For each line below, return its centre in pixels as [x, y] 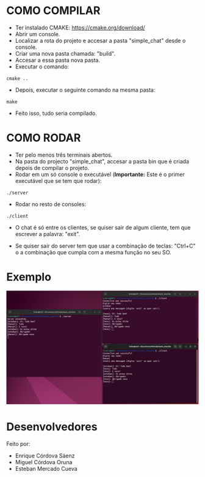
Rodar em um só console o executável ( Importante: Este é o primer [100, 174]
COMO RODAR [44, 138]
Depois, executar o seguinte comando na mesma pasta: [85, 90]
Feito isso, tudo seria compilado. [56, 113]
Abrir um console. [38, 34]
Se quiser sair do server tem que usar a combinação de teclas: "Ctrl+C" [106, 246]
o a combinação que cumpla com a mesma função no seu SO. [93, 252]
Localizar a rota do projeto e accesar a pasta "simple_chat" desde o [100, 40]
